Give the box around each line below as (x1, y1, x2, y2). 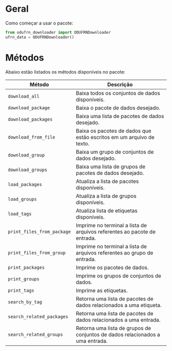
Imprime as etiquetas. (76, 287, 128, 294)
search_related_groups (8, 332, 63, 337)
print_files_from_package (8, 228, 71, 235)
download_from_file (8, 134, 55, 140)
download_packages (8, 116, 53, 122)
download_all (8, 93, 40, 99)
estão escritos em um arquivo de (76, 133, 155, 141)
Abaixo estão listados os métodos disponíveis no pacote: (5, 68, 125, 75)
